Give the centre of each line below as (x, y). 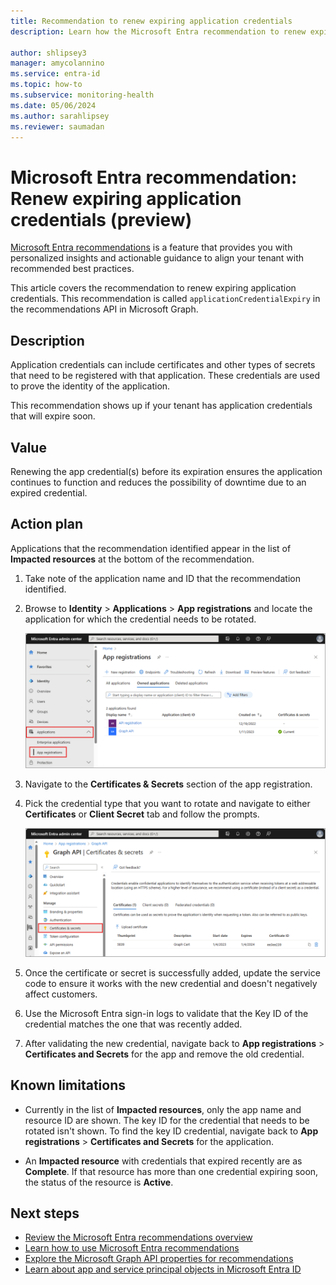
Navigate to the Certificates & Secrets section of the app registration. (168, 784)
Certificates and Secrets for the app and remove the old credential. (164, 1054)
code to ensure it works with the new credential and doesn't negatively (171, 983)
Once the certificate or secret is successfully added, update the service (172, 972)
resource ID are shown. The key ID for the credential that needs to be (167, 1120)
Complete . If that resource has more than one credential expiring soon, (171, 1171)
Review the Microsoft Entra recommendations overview (138, 1237)
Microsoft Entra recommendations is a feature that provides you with (151, 247)
